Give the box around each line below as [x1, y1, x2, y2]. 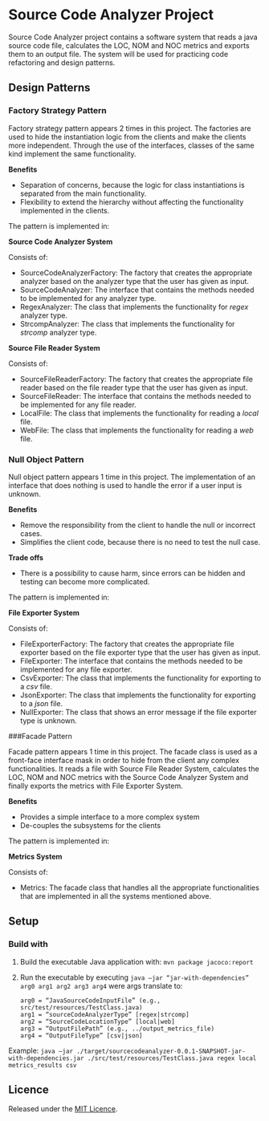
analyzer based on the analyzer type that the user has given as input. [19, 276, 249, 286]
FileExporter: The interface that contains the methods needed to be [19, 656, 243, 665]
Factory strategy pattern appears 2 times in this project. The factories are [8, 123, 251, 133]
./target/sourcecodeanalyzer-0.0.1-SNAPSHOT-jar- [75, 1047, 247, 1055]
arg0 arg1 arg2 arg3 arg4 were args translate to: [19, 981, 183, 990]
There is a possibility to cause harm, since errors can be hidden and [19, 568, 246, 578]
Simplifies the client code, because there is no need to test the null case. [19, 537, 261, 546]
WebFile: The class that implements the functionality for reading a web [19, 425, 255, 435]
